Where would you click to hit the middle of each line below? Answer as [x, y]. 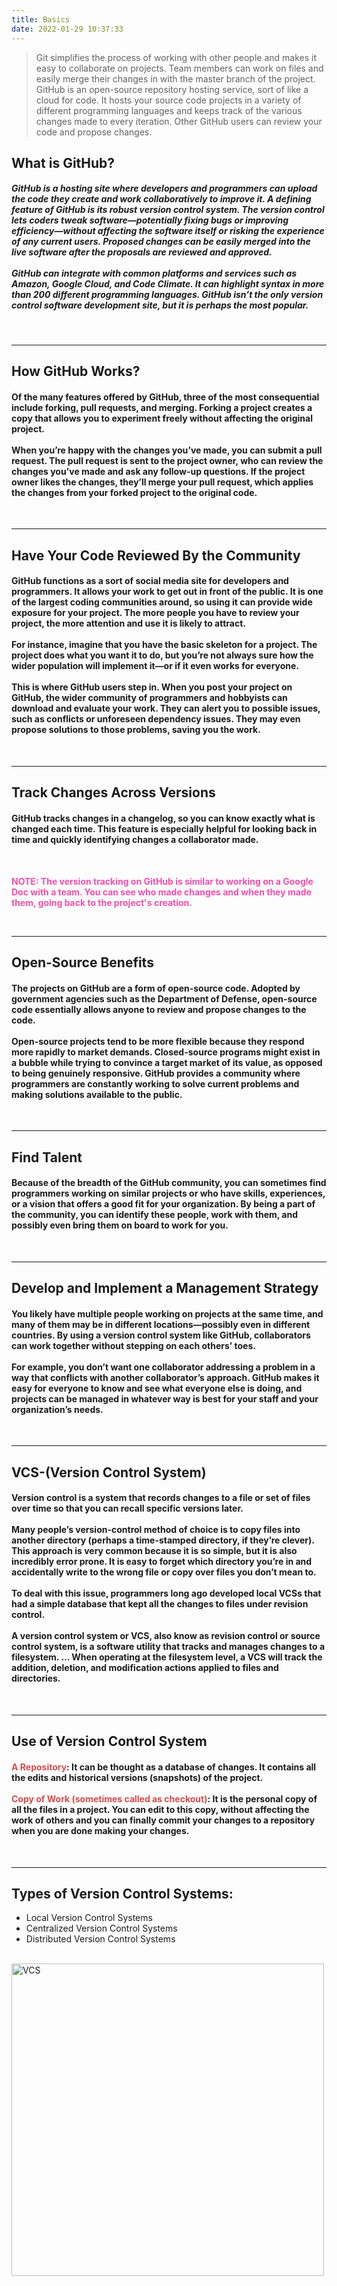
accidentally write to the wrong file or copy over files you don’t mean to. [164, 1572]
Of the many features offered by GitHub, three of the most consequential [165, 397]
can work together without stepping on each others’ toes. [133, 1345]
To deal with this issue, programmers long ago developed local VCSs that [166, 1593]
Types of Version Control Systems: [122, 1894]
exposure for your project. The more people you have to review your [155, 613]
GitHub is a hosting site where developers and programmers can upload [164, 188]
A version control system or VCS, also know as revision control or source [166, 1636]
